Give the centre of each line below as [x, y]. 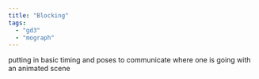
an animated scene [39, 69]
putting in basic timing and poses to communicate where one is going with [129, 60]
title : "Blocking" [38, 15]
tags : [17, 23]
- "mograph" [35, 38]
